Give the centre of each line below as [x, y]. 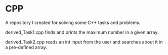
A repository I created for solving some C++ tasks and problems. [73, 22]
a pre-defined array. [26, 47]
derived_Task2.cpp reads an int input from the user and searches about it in [84, 42]
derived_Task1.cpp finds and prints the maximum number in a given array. [82, 32]
